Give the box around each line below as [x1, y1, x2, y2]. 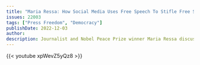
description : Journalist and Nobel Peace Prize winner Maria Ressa [6, 36, 177, 42]
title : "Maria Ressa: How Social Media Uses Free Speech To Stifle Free [6, 8, 190, 15]
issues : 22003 [6, 14, 42, 20]
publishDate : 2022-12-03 [6, 25, 68, 31]
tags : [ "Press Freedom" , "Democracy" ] [6, 19, 102, 25]
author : [6, 31, 26, 37]
